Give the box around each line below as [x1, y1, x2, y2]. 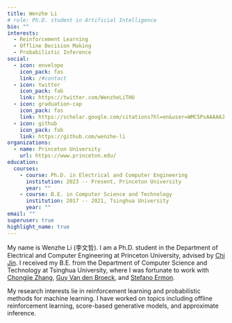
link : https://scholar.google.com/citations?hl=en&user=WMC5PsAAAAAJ [19, 113, 226, 120]
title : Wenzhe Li [7, 10, 58, 17]
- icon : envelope [13, 62, 64, 69]
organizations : [7, 140, 51, 147]
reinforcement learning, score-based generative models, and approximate [7, 301, 219, 310]
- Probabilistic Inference [13, 49, 92, 56]
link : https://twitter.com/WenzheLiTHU [19, 94, 135, 101]
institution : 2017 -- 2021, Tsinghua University [25, 197, 169, 205]
